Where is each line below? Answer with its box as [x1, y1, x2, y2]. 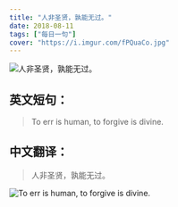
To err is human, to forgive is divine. [30, 117, 164, 128]
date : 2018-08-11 [9, 21, 74, 30]
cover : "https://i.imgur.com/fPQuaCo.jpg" [9, 37, 170, 47]
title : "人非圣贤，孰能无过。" [9, 12, 113, 22]
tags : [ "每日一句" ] [9, 29, 77, 38]
